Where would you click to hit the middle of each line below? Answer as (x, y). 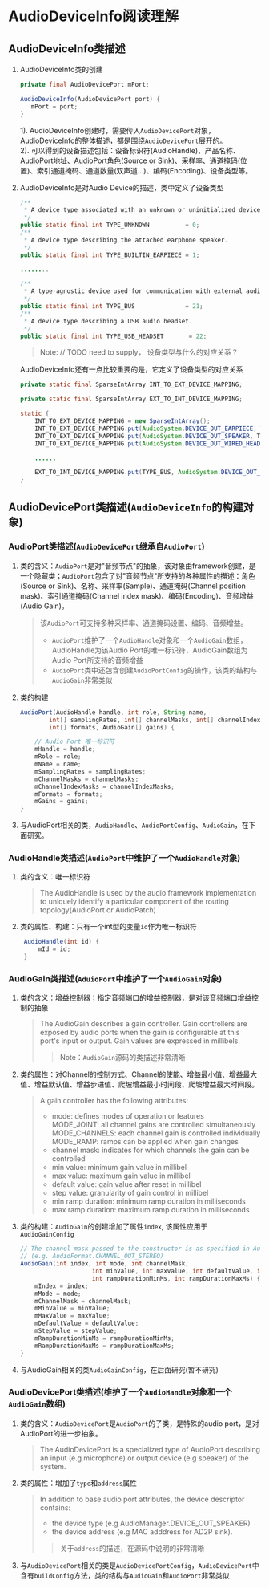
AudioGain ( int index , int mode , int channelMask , (104, 1264)
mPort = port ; (54, 106)
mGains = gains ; (62, 802)
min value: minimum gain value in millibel (119, 1168)
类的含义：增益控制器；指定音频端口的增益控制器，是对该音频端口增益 (136, 998)
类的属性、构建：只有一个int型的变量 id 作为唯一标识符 (108, 927)
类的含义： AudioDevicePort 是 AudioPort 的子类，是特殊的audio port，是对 (140, 1423)
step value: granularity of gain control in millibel (130, 1193)
